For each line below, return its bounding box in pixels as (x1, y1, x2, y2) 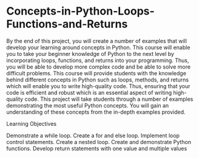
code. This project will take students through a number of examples (24, 95, 194, 103)
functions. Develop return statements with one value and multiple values (6, 145, 187, 152)
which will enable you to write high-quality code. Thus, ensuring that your (6, 82, 191, 89)
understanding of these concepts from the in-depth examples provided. (6, 108, 186, 115)
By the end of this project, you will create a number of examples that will (6, 37, 187, 44)
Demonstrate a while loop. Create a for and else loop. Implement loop (6, 132, 180, 139)
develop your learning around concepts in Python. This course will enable (6, 44, 191, 51)
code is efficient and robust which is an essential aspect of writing (6, 89, 172, 96)
